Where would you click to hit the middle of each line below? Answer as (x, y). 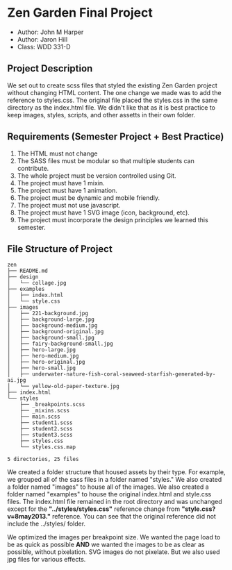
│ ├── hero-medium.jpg (43, 356)
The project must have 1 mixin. (61, 183)
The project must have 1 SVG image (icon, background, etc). (103, 212)
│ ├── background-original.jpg (56, 332)
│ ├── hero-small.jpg (42, 368)
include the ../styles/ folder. (46, 524)
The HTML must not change (57, 153)
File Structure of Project (60, 249)
